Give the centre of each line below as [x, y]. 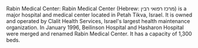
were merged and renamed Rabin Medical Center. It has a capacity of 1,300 [99, 34]
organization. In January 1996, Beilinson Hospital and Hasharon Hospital [95, 27]
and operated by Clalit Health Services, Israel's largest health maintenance [98, 21]
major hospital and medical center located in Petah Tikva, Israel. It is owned [99, 15]
